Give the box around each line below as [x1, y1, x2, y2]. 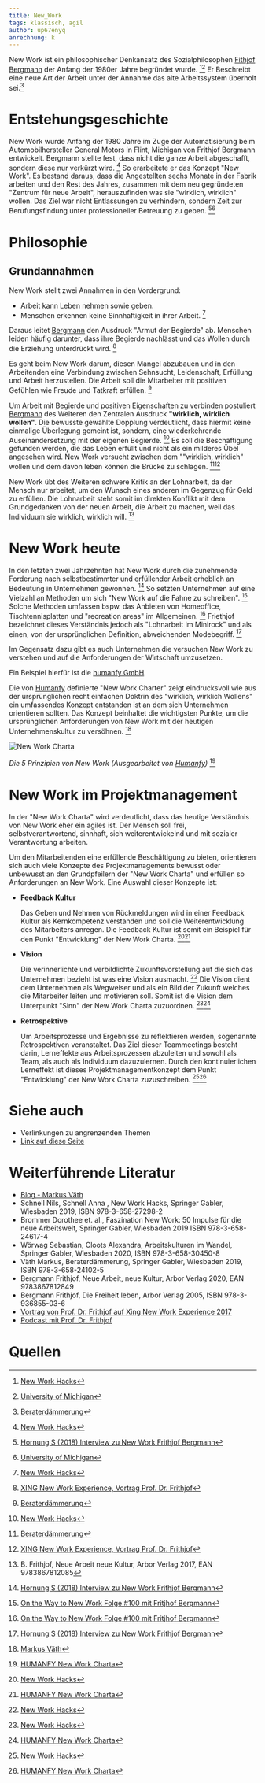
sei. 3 [9, 81, 24, 92]
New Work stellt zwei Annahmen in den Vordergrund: [9, 285, 182, 295]
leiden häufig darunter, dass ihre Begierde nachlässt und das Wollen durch [9, 334, 251, 343]
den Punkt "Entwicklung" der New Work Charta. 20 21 [20, 933, 191, 944]
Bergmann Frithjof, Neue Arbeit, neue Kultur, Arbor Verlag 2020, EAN [20, 1274, 245, 1283]
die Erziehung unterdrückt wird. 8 [9, 342, 117, 353]
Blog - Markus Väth [20, 1190, 83, 1200]
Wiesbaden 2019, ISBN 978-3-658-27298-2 [20, 1207, 164, 1216]
